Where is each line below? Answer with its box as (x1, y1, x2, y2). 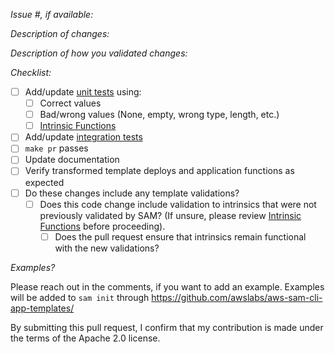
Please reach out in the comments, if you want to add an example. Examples (10, 280, 325, 293)
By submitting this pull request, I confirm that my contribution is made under (10, 321, 324, 333)
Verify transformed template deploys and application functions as (24, 165, 295, 177)
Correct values (39, 97, 102, 109)
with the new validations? (54, 242, 160, 254)
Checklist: (10, 67, 52, 78)
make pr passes (24, 142, 89, 154)
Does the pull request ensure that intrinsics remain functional (54, 230, 307, 243)
